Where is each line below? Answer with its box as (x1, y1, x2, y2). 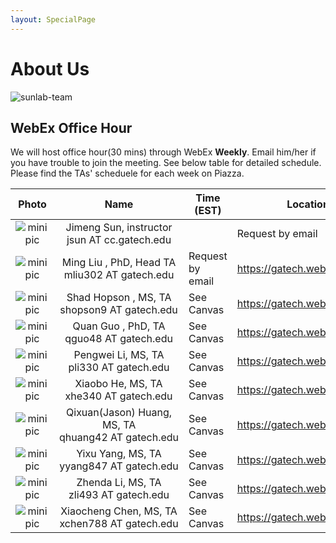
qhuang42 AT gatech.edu (59, 431, 180, 445)
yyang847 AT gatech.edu (59, 459, 179, 473)
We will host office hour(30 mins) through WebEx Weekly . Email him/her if (10, 146, 317, 158)
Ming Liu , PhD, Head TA (61, 256, 177, 270)
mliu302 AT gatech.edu (63, 268, 175, 282)
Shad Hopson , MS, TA (66, 291, 172, 305)
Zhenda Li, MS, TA (76, 476, 162, 490)
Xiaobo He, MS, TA (74, 377, 163, 391)
